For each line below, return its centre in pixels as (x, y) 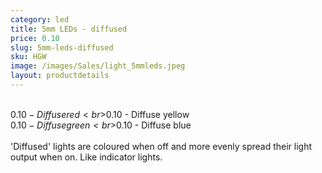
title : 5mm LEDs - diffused (69, 29)
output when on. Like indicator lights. (86, 157)
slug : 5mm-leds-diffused (62, 47)
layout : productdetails (60, 76)
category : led (40, 19)
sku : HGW (28, 57)
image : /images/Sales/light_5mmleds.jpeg (98, 66)
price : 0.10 (35, 38)
